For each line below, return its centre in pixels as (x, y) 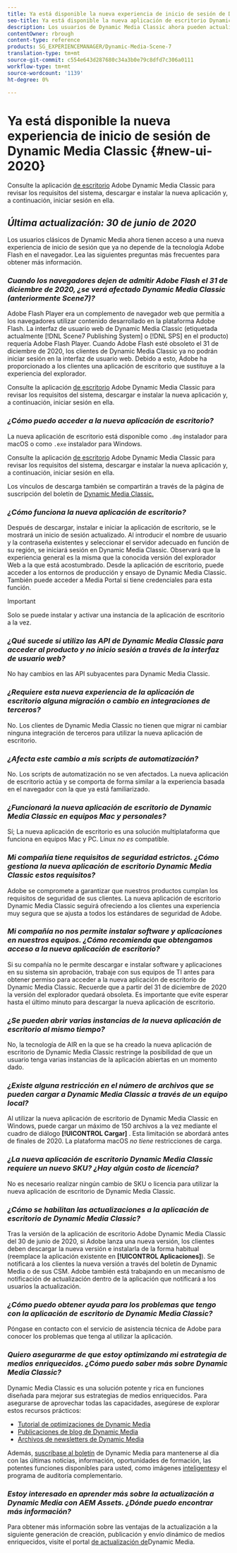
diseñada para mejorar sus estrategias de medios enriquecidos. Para (107, 1395)
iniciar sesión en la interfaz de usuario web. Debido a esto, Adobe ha (107, 359)
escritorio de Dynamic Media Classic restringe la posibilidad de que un (110, 1052)
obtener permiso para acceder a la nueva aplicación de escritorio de (107, 979)
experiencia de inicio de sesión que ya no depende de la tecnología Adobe (116, 248)
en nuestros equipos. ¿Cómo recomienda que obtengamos (110, 940)
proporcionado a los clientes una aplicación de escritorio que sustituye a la (116, 366)
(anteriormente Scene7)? (51, 298)
